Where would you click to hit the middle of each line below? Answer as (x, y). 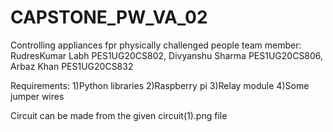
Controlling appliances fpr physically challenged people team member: (156, 45)
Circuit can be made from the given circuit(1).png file (119, 115)
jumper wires (37, 96)
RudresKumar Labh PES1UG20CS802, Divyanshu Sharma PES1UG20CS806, (167, 55)
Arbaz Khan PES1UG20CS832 (72, 66)
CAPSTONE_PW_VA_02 (109, 17)
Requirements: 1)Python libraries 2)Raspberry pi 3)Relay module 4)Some (160, 85)
